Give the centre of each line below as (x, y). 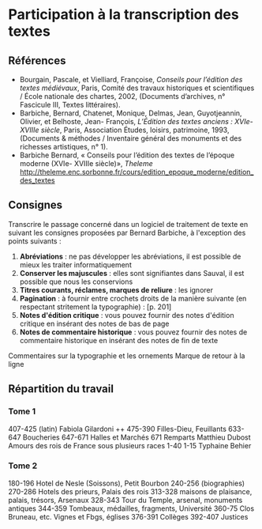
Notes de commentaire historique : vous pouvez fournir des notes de (133, 332)
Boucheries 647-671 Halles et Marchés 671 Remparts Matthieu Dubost (137, 437)
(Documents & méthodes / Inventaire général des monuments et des (131, 138)
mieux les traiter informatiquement (75, 264)
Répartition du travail (61, 389)
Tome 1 (22, 411)
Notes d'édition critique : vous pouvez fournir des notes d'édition (127, 315)
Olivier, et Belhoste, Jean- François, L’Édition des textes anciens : (126, 121)
